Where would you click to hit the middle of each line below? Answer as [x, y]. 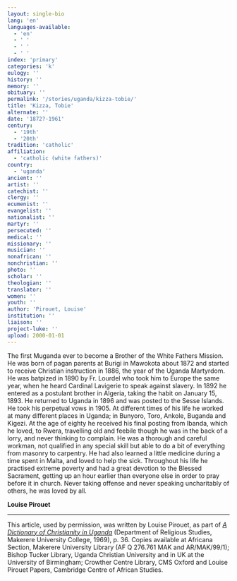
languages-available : [39, 27]
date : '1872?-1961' [36, 119]
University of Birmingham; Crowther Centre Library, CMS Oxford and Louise [117, 562]
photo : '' [22, 270]
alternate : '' [28, 112]
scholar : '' [25, 276]
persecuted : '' [30, 230]
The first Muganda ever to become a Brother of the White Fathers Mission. [115, 355]
